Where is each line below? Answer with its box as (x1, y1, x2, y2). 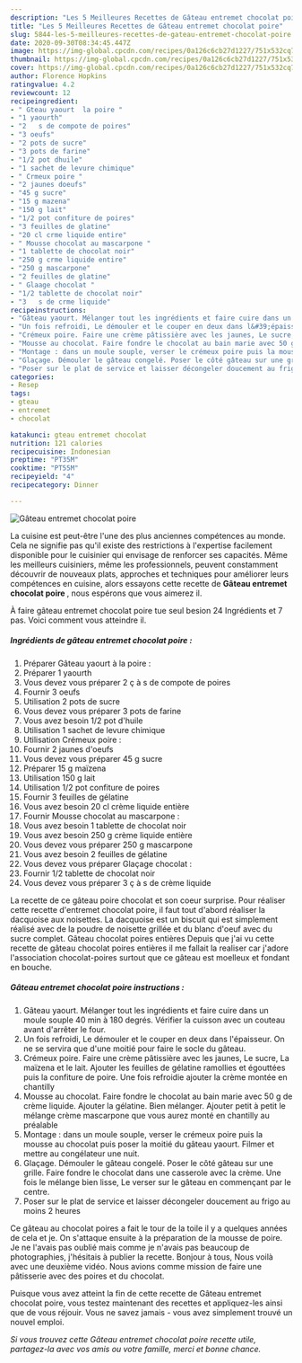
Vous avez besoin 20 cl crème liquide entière (22, 801, 190, 811)
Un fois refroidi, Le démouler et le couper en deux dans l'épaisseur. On (22, 1033, 285, 1044)
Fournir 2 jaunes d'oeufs (22, 743, 114, 755)
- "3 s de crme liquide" (10, 297, 111, 306)
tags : (10, 389, 30, 398)
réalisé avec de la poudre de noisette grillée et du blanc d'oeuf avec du (10, 923, 272, 934)
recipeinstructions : (10, 305, 88, 314)
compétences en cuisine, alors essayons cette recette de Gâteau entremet (10, 578, 288, 589)
